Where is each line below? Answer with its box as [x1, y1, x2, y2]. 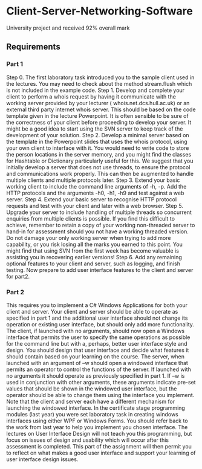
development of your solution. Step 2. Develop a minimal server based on [6, 131, 189, 138]
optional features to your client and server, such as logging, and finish [6, 260, 180, 267]
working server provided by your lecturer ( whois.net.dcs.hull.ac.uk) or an [6, 99, 190, 106]
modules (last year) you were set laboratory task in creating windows [6, 410, 178, 418]
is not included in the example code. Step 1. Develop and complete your [6, 86, 185, 94]
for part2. [6, 273, 30, 280]
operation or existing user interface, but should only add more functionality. [6, 320, 195, 328]
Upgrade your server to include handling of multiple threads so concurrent [6, 209, 192, 216]
